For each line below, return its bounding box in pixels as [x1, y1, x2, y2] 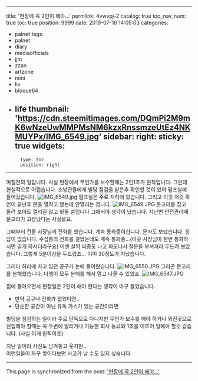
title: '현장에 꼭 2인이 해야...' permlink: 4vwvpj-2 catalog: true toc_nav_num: [6, 12, 186, 19]
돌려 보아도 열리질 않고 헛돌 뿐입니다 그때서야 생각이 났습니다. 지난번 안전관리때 [6, 208, 189, 215]
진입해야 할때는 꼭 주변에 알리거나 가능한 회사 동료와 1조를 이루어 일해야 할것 [6, 323, 181, 330]
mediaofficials [14, 50, 49, 56]
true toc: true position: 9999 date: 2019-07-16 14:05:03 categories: [6, 19, 169, 26]
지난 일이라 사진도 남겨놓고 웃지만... [6, 342, 88, 349]
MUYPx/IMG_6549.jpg [14, 132, 99, 142]
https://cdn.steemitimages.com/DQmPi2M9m [17, 113, 190, 123]
